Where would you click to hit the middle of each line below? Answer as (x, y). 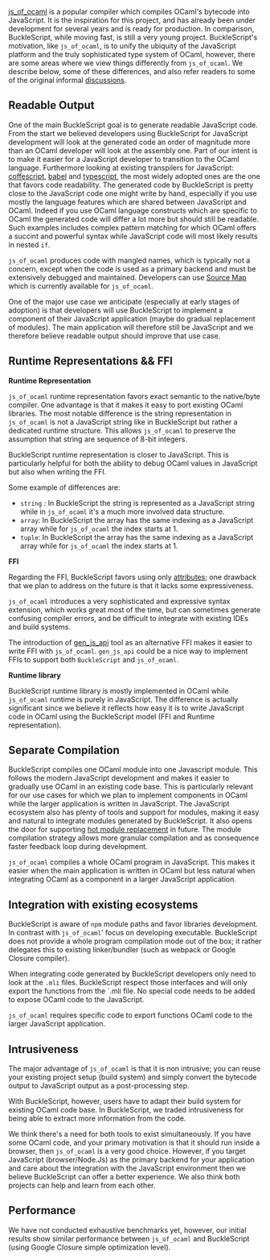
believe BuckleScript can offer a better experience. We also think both (124, 1177)
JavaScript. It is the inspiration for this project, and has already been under (132, 20)
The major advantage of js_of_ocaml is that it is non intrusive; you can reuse (135, 1069)
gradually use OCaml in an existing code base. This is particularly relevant (131, 787)
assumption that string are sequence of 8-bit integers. (98, 439)
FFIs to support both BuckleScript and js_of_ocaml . (94, 659)
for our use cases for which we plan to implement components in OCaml (128, 795)
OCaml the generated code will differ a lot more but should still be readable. (134, 219)
